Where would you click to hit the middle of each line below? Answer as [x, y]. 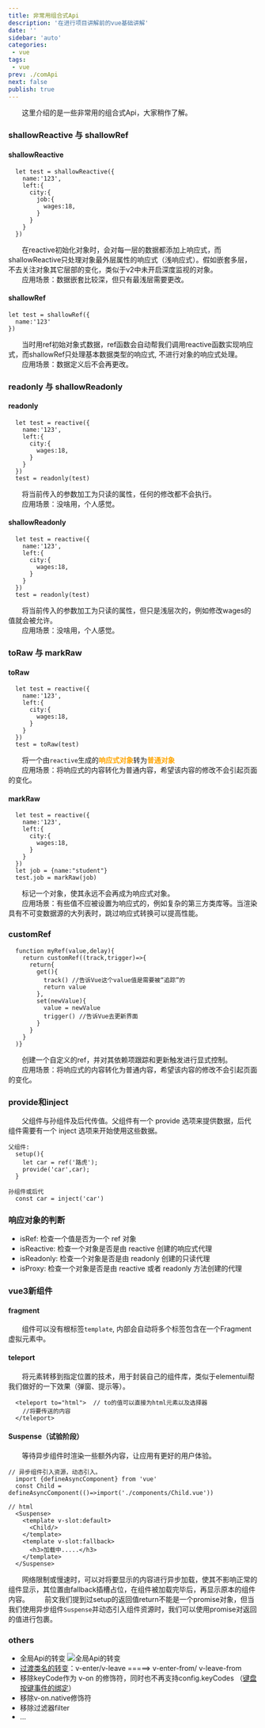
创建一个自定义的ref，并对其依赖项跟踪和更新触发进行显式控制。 [127, 1060]
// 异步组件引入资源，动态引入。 [55, 1472]
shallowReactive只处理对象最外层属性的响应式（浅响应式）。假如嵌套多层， [130, 259]
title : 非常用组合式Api [44, 15]
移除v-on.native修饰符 [56, 1698]
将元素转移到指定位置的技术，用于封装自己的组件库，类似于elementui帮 [138, 1376]
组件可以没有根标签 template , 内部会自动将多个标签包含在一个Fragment [136, 1329]
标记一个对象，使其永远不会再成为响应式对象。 [98, 893]
